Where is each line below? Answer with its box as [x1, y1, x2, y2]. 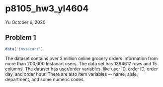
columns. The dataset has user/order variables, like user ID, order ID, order [5, 66, 158, 72]
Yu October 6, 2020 [5, 19, 46, 25]
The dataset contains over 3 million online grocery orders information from [5, 55, 158, 61]
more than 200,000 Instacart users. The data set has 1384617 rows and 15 [5, 60, 157, 66]
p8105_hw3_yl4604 [5, 3, 89, 14]
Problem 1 [5, 33, 36, 42]
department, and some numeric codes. [5, 76, 85, 82]
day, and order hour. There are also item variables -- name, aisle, [5, 71, 138, 77]
